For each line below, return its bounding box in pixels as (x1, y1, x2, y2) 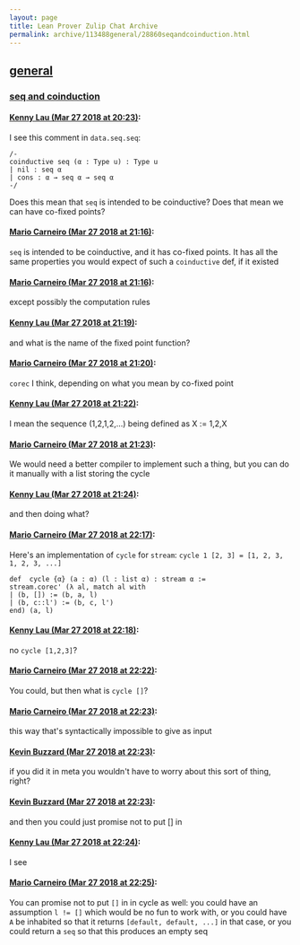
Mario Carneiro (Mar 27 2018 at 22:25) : (9, 877, 158, 888)
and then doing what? (9, 509, 90, 520)
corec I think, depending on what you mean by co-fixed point (9, 378, 235, 389)
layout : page (9, 13, 58, 22)
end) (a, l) (9, 606, 54, 615)
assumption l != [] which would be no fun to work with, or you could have (9, 906, 287, 917)
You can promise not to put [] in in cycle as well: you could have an (9, 897, 258, 907)
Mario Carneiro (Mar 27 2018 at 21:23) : (9, 439, 157, 450)
